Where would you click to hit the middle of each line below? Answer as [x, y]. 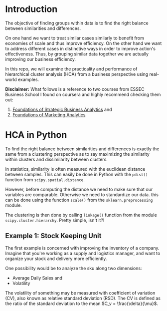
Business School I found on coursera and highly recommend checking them [83, 94]
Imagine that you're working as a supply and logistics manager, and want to [83, 253]
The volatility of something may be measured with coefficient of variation [80, 293]
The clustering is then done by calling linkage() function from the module [81, 215]
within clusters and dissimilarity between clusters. [57, 159]
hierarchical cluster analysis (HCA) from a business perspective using [77, 74]
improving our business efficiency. [41, 59]
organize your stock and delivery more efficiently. [56, 259]
